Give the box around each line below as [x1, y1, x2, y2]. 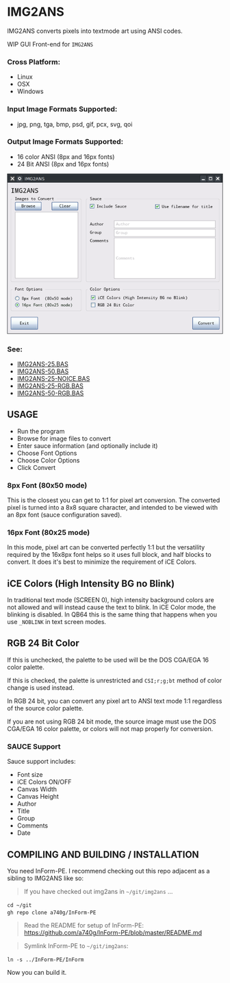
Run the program [16, 427, 65, 435]
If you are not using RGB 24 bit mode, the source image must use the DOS [7, 717, 217, 725]
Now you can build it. [7, 969, 67, 977]
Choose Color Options [16, 456, 80, 464]
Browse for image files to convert [16, 434, 112, 443]
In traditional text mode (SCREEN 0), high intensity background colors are [7, 596, 214, 604]
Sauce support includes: [7, 758, 76, 766]
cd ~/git [7, 902, 32, 909]
